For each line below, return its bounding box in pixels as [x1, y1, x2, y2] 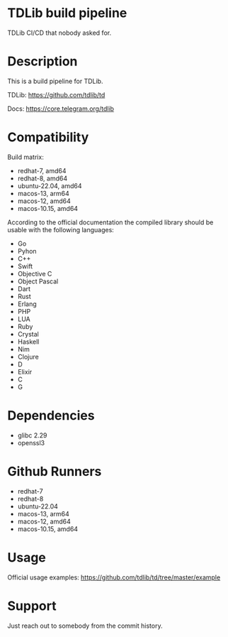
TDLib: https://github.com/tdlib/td [7, 90, 106, 99]
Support [7, 598, 57, 614]
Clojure [17, 352, 39, 361]
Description [7, 53, 78, 70]
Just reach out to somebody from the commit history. [7, 621, 163, 630]
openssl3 [17, 438, 45, 447]
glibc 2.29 [17, 431, 47, 440]
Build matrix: [7, 153, 44, 161]
